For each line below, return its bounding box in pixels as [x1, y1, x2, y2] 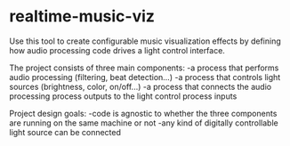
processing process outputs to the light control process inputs [9, 91, 238, 101]
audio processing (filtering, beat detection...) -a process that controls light [9, 71, 281, 82]
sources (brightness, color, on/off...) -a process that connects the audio [9, 81, 272, 92]
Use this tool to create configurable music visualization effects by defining [9, 36, 282, 46]
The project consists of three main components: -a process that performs [9, 62, 279, 73]
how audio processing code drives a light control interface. [9, 45, 225, 55]
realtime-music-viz [9, 6, 156, 27]
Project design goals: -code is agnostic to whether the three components [9, 108, 278, 118]
